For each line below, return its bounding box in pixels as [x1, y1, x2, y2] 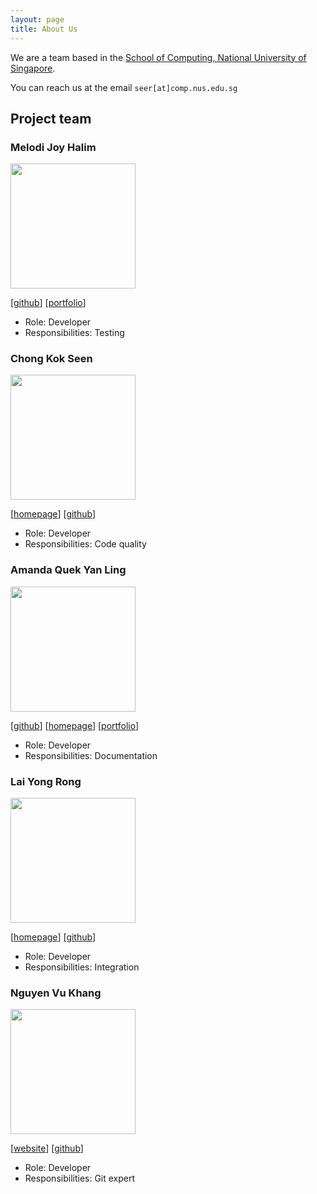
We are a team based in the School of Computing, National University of [10, 51, 307, 63]
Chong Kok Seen [10, 352, 93, 366]
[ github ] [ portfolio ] [10, 297, 87, 309]
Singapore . [10, 62, 56, 74]
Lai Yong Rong [10, 774, 82, 788]
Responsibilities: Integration [24, 961, 140, 973]
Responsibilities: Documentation [24, 749, 158, 761]
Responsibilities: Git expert [24, 1172, 136, 1185]
